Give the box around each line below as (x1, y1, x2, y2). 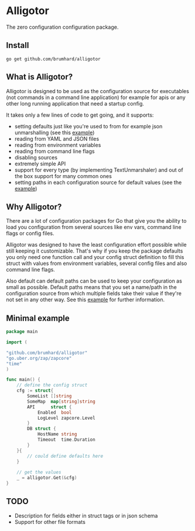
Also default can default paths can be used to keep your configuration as (6, 277, 183, 285)
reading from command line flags (14, 148, 95, 155)
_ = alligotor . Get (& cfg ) (16, 475, 77, 481)
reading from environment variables (14, 141, 101, 148)
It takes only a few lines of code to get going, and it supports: (6, 111, 154, 118)
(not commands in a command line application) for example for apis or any (6, 94, 186, 101)
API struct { (27, 404, 72, 410)
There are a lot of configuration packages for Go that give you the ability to (6, 217, 187, 224)
